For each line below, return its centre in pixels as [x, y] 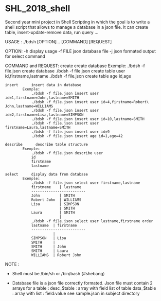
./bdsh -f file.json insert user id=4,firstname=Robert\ [90, 102]
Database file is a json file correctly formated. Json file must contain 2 [82, 283]
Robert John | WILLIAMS [56, 200]
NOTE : [12, 264]
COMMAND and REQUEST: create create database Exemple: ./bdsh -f [75, 66]
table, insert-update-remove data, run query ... [52, 32]
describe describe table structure [47, 144]
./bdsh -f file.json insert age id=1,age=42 [77, 136]
